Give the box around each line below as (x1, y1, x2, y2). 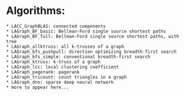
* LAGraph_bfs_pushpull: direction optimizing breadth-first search (6, 48, 177, 55)
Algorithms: (6, 4, 66, 17)
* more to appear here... (6, 84, 69, 90)
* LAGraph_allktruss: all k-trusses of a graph (6, 44, 125, 49)
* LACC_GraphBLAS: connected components (6, 23, 107, 29)
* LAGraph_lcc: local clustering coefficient (6, 64, 119, 70)
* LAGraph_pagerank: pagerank (6, 69, 80, 75)
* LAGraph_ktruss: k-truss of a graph (6, 59, 101, 65)
